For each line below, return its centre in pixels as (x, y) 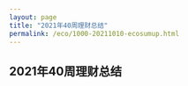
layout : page (33, 17)
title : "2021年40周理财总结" (59, 25)
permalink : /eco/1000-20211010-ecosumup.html (94, 33)
